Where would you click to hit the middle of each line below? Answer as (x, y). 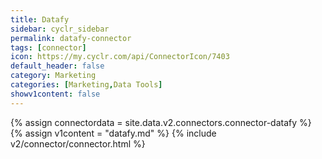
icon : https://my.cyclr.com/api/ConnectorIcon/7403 (120, 57)
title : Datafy (40, 19)
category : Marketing (53, 76)
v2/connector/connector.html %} (78, 143)
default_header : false (57, 66)
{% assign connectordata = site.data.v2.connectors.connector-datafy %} (161, 122)
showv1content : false (55, 94)
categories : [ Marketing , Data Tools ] (86, 85)
